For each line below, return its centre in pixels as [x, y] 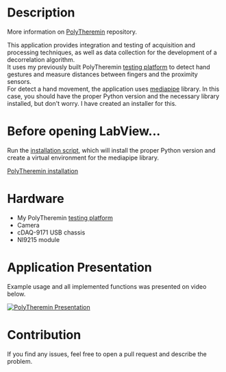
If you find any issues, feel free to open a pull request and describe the [107, 354]
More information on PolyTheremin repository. [72, 32]
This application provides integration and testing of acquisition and [101, 45]
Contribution [44, 335]
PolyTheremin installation [43, 171]
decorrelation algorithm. [41, 59]
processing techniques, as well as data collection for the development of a [112, 52]
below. [16, 294]
